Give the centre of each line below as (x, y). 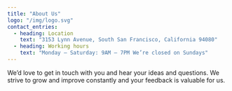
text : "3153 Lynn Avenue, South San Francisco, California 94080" (119, 40)
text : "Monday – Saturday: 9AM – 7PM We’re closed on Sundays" (114, 53)
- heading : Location (43, 33)
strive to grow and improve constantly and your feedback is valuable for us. (116, 80)
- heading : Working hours (52, 46)
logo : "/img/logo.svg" (40, 20)
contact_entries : (33, 27)
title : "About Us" (34, 14)
